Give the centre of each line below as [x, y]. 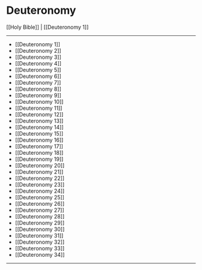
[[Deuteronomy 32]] [40, 242]
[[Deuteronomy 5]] [38, 70]
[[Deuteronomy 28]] [40, 216]
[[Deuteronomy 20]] [40, 165]
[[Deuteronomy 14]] [39, 127]
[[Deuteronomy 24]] [40, 191]
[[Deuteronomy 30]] [40, 229]
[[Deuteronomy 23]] [40, 184]
